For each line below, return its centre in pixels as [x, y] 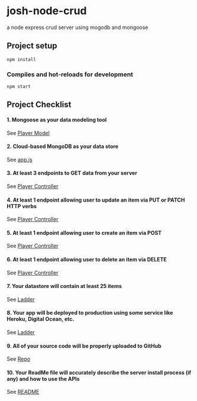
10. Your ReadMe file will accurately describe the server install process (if [99, 372]
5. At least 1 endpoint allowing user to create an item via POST [84, 232]
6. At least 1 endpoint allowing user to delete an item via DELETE [87, 260]
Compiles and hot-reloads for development [70, 74]
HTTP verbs [22, 206]
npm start [19, 87]
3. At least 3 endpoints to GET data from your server [72, 173]
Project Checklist [39, 105]
